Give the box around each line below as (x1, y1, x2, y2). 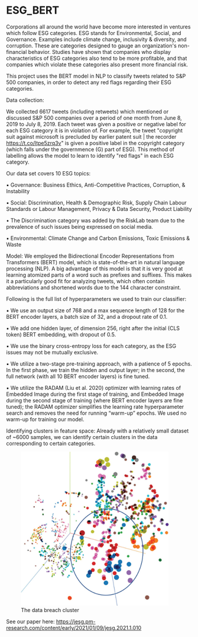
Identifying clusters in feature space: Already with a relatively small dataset (6, 427, 189, 434)
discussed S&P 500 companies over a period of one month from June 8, (6, 114, 182, 121)
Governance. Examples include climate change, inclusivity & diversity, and (6, 36, 187, 43)
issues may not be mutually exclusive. (6, 348, 99, 356)
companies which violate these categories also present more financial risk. (6, 60, 188, 68)
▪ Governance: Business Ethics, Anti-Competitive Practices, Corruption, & (6, 181, 186, 188)
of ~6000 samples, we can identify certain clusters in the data (6, 433, 158, 440)
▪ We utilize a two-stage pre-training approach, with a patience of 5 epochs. (6, 360, 192, 367)
